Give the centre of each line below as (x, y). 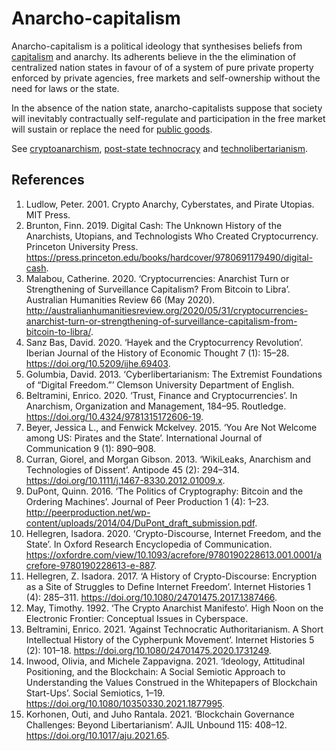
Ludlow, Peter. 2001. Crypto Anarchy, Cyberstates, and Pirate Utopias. (170, 204)
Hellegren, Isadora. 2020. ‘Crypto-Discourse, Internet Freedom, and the (173, 533)
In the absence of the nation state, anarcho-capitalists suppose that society (167, 108)
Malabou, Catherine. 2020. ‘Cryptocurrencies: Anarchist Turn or (157, 278)
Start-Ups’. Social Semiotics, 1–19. (95, 693)
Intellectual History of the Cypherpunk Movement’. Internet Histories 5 (170, 639)
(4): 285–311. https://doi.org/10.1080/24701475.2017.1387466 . (151, 597)
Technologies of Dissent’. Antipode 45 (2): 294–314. (132, 469)
